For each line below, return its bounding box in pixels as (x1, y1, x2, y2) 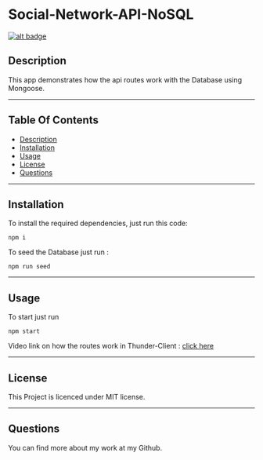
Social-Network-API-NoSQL (8, 5, 194, 24)
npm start (8, 327, 41, 335)
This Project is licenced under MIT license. (8, 392, 146, 401)
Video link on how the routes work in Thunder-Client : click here (8, 341, 214, 351)
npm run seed (8, 263, 51, 271)
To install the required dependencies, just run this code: (8, 218, 188, 228)
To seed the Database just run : (8, 247, 110, 257)
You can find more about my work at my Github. (8, 443, 163, 452)
